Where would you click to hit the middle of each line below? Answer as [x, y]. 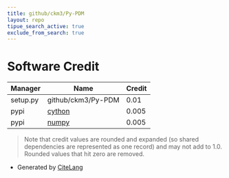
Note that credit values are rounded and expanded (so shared [111, 140]
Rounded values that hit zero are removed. [84, 154]
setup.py [25, 100]
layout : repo [26, 20]
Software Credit [53, 67]
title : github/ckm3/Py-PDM [46, 13]
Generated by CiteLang [50, 167]
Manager [26, 89]
